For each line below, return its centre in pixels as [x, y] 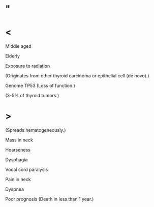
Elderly [13, 56]
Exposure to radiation [28, 66]
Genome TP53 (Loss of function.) [40, 86]
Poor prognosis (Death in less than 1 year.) [50, 199]
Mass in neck [19, 140]
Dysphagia [17, 160]
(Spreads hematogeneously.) [36, 130]
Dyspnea [15, 189]
